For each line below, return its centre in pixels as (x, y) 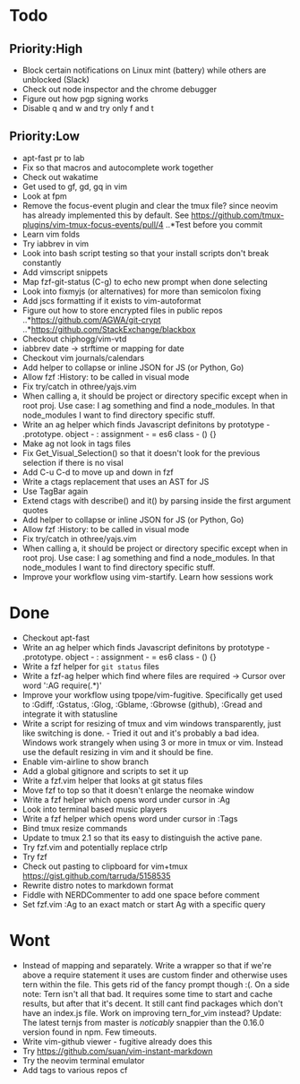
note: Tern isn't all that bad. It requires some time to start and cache (147, 994)
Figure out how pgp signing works (86, 99)
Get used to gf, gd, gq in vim (75, 186)
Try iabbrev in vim (56, 244)
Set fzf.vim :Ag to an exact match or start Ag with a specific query (144, 904)
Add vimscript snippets (65, 272)
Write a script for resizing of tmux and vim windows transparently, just (152, 723)
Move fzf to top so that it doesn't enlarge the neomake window (138, 790)
